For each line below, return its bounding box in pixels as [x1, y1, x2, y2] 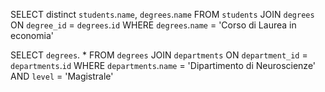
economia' [10, 30, 54, 41]
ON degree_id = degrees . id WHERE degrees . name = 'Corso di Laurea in [10, 19, 297, 31]
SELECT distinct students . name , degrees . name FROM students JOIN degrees [10, 9, 315, 20]
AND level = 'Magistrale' [10, 70, 114, 82]
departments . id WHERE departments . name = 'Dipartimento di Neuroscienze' [10, 60, 317, 71]
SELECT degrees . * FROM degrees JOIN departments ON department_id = [10, 49, 308, 61]
